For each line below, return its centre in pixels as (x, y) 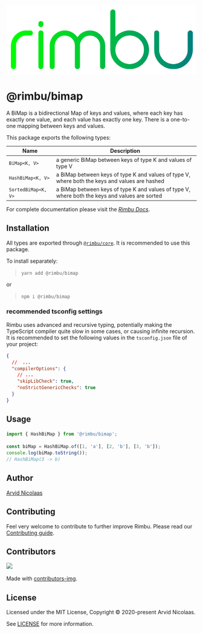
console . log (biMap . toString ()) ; (47, 453)
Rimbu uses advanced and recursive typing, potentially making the (89, 324)
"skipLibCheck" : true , (46, 381)
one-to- (180, 119)
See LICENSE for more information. (50, 624)
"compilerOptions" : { (39, 368)
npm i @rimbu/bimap (46, 297)
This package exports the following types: (59, 137)
